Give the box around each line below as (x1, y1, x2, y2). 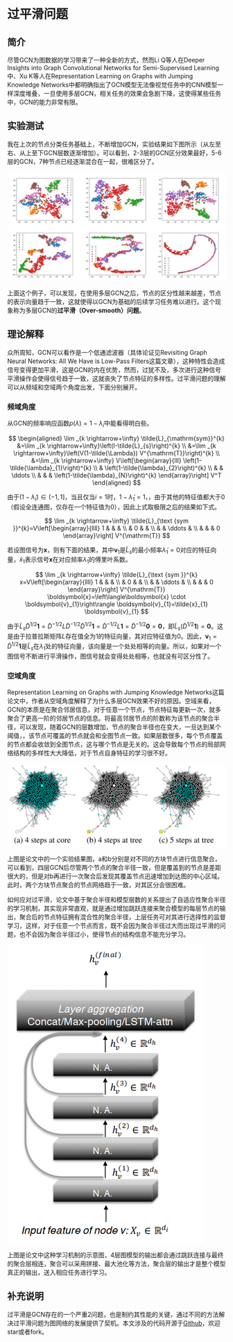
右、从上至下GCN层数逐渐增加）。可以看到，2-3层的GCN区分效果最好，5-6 (7, 149, 222, 157)
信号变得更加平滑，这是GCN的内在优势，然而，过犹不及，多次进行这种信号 (7, 365, 222, 374)
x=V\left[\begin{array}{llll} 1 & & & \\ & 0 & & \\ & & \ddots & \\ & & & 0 (19, 578, 214, 587)
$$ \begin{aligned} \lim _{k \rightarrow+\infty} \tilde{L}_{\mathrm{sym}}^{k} (8, 434, 225, 442)
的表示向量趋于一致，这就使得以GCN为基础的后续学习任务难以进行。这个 (7, 297, 216, 305)
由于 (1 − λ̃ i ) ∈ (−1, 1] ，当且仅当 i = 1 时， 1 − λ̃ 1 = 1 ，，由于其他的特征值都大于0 (7, 492, 225, 503)
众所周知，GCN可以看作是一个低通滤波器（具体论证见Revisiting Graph (7, 348, 208, 356)
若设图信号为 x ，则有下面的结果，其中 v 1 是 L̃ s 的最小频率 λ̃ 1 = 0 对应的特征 (7, 546, 211, 555)
